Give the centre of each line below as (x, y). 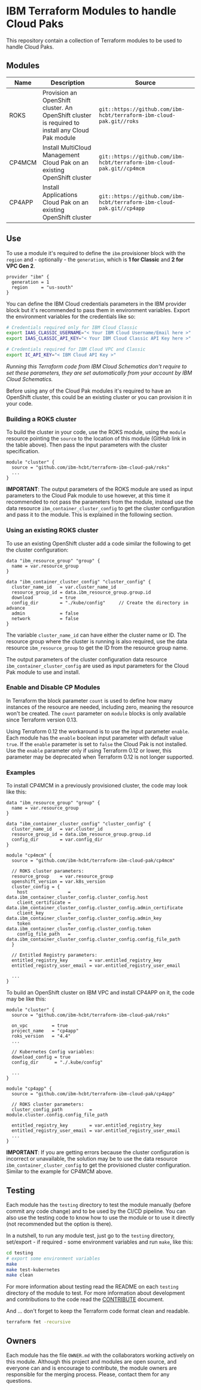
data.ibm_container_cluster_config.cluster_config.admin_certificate (95, 908)
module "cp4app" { (29, 1089)
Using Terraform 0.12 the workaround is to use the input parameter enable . (98, 731)
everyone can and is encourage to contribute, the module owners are (92, 1368)
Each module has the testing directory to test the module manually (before (99, 1205)
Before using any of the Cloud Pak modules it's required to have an (89, 391)
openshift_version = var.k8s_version (59, 882)
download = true (44, 597)
